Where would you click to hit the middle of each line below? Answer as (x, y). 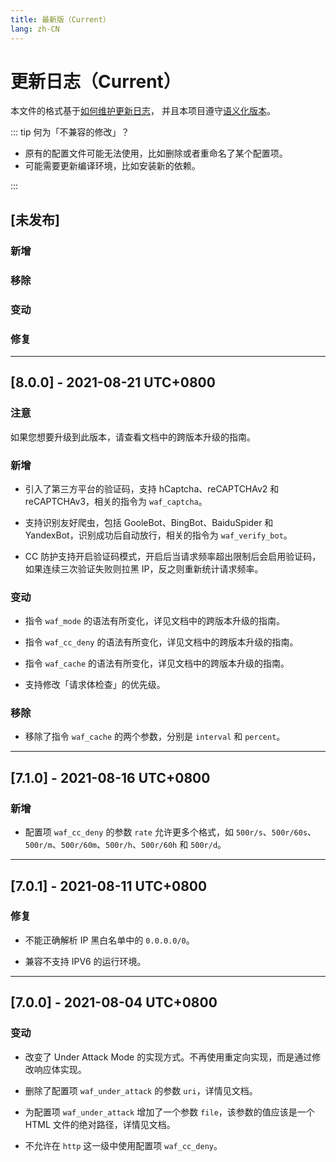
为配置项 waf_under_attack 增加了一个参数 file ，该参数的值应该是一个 (169, 1112)
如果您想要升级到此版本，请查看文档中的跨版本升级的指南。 (133, 437)
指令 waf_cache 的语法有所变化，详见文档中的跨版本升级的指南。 (157, 663)
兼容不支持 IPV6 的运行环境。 (85, 961)
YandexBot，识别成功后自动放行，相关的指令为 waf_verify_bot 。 (158, 535)
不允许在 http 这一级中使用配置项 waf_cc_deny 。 (123, 1145)
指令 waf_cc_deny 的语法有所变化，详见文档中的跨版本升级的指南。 (161, 642)
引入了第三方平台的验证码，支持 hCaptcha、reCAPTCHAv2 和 (152, 488)
